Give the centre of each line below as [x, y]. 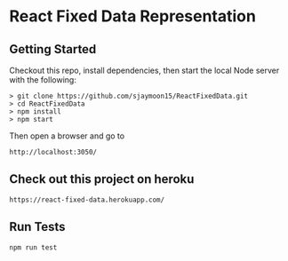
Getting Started [53, 49]
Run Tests [37, 227]
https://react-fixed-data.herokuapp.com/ [87, 200]
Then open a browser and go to [67, 136]
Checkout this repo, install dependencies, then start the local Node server [144, 70]
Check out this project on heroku [102, 179]
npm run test [33, 247]
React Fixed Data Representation [132, 16]
